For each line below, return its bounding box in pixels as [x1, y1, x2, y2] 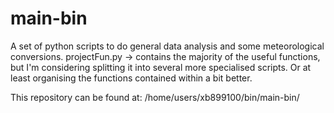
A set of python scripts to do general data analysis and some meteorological [10, 40, 325, 52]
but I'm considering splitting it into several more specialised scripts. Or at [10, 61, 312, 73]
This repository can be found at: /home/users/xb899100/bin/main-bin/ [10, 91, 300, 103]
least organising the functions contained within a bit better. [10, 72, 253, 84]
